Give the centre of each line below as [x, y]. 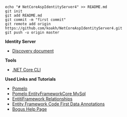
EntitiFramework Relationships [42, 99]
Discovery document [33, 51]
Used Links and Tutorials [31, 79]
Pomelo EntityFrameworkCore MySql [49, 94]
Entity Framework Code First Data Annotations [58, 104]
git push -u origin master [32, 33]
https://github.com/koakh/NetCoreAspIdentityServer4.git [64, 28]
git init [14, 11]
